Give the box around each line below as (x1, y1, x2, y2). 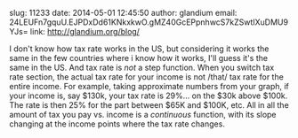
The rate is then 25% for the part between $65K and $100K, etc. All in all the (9, 100, 289, 110)
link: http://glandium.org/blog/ (29, 27, 141, 36)
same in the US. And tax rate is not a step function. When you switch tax (9, 62, 275, 73)
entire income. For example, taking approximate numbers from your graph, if (9, 81, 289, 91)
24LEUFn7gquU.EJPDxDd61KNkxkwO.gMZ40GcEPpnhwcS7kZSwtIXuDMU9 (9, 17, 289, 27)
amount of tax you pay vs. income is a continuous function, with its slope (9, 110, 278, 119)
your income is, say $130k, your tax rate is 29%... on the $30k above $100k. (9, 90, 288, 101)
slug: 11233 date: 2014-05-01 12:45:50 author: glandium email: (9, 8, 238, 18)
